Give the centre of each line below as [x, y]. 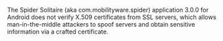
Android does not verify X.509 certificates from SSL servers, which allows [112, 17]
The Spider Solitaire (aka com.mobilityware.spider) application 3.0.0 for [108, 10]
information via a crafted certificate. [58, 31]
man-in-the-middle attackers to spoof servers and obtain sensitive [101, 24]
